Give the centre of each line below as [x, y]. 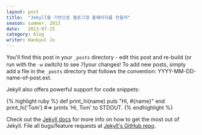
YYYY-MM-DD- [177, 71]
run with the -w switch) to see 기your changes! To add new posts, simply [96, 64]
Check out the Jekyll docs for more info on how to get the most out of [93, 119]
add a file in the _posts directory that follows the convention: [81, 71]
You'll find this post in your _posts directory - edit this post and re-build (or [99, 57]
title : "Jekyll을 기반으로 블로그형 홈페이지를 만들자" [68, 18]
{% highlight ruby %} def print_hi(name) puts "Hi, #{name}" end [86, 101]
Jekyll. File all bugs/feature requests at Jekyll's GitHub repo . [81, 126]
